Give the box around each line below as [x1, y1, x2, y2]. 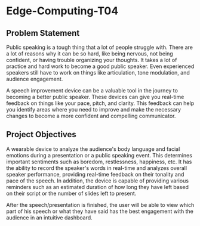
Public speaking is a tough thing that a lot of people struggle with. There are [6, 44, 193, 51]
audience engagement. [6, 76, 63, 82]
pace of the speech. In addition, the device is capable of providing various [6, 177, 189, 184]
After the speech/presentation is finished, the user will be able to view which [6, 201, 195, 208]
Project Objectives [6, 129, 76, 140]
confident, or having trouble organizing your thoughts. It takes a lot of [6, 57, 177, 63]
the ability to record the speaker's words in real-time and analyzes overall [6, 164, 187, 171]
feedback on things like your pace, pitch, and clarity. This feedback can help [6, 100, 195, 107]
